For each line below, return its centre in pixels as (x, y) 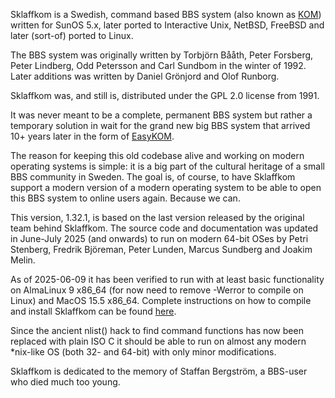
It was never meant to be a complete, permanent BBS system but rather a (161, 115)
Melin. (23, 260)
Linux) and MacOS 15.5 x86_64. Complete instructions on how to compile (161, 300)
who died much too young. (65, 382)
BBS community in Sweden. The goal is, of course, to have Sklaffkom (153, 177)
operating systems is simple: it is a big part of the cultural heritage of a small (167, 166)
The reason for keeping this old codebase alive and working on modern (157, 155)
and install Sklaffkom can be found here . (93, 311)
